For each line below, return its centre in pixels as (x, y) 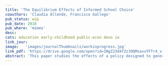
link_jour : (16, 42)
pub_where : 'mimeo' (25, 28)
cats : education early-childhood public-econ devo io (62, 38)
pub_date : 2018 (21, 24)
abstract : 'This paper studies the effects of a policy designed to (78, 56)
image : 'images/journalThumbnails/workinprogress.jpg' (66, 47)
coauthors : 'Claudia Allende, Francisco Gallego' (58, 14)
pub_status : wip (22, 19)
